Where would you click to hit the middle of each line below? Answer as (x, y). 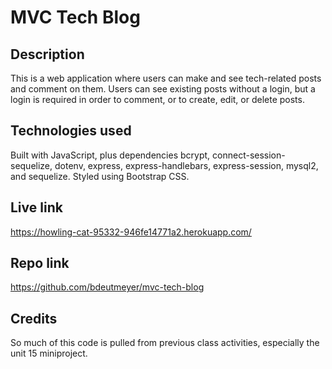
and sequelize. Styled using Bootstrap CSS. (100, 176)
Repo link (40, 263)
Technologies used (71, 131)
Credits (34, 318)
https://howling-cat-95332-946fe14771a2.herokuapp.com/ (131, 232)
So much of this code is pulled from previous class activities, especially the (165, 343)
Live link (36, 207)
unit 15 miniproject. (49, 353)
